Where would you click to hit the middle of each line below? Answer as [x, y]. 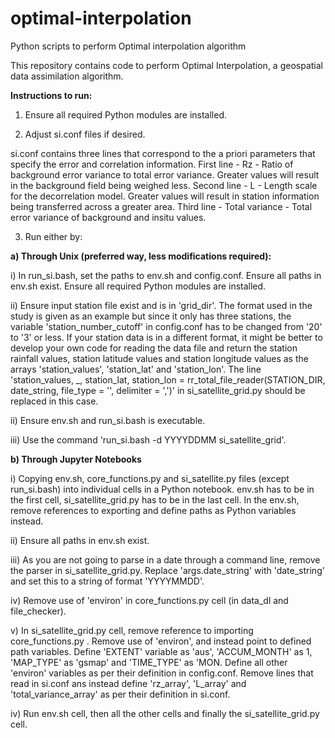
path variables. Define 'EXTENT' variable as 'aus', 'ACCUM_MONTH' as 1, [161, 651]
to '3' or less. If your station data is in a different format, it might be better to [166, 337]
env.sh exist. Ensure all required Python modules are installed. [138, 286]
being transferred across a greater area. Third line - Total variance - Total [161, 206]
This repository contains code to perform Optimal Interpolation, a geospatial [166, 65]
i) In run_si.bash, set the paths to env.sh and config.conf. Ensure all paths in [166, 275]
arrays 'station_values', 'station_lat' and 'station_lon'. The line [136, 369]
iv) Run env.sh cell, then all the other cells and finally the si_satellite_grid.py [165, 713]
